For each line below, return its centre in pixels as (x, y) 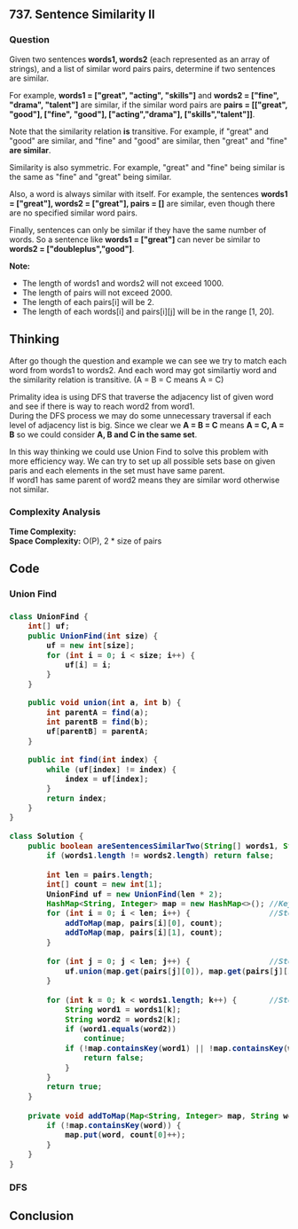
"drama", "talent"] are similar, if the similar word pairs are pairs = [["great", (149, 105)
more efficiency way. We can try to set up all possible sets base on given (142, 461)
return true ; (74, 1087)
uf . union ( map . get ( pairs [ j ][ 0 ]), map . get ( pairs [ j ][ (176, 971)
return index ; (76, 798)
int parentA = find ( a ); (97, 712)
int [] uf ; (49, 626)
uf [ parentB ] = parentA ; (97, 732)
